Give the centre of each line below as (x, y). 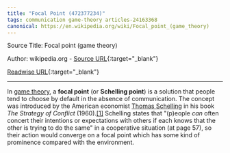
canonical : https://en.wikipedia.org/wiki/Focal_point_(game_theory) (108, 26)
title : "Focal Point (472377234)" (56, 13)
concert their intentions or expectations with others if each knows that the (111, 121)
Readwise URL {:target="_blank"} (53, 72)
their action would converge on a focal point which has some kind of (104, 135)
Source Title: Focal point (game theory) (62, 46)
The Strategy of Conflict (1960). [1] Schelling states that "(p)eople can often (113, 113)
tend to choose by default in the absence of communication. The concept (111, 99)
